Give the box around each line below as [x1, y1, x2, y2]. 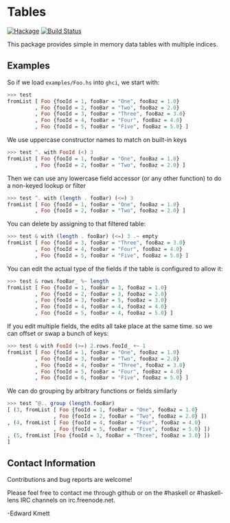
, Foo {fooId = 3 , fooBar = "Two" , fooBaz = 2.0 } [34, 355, 180, 362]
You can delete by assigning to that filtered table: [7, 220, 146, 228]
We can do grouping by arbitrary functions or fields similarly [7, 387, 177, 395]
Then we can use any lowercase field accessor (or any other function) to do [7, 174, 222, 182]
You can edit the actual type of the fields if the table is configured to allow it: [7, 265, 223, 273]
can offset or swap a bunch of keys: [7, 330, 109, 337]
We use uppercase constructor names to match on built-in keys [7, 136, 187, 144]
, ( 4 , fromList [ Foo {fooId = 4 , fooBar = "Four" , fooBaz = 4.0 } [7, 419, 201, 426]
